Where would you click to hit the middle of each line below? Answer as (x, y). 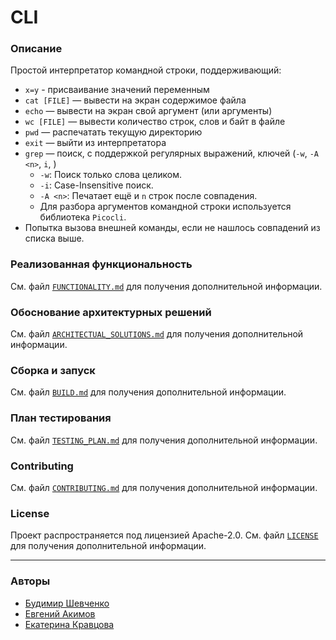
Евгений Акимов (60, 613)
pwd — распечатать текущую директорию (113, 132)
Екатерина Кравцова (69, 624)
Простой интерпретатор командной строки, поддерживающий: (146, 70)
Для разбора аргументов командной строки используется (165, 207)
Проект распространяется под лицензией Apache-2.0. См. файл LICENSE (164, 535)
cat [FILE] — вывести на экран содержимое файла (135, 100)
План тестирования (61, 418)
